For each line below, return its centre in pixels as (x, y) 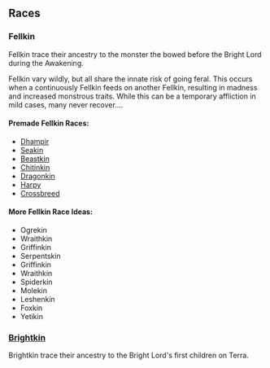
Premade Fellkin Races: (49, 123)
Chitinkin (35, 167)
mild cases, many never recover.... (66, 104)
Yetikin (31, 317)
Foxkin (31, 308)
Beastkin (35, 159)
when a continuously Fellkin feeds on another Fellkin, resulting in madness (133, 87)
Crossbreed (40, 193)
